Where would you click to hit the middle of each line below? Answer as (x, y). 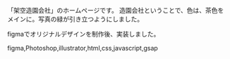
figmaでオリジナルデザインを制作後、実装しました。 (84, 34)
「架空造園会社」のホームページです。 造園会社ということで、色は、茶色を (116, 10)
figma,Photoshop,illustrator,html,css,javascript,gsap (83, 48)
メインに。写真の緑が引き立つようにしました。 (75, 19)
